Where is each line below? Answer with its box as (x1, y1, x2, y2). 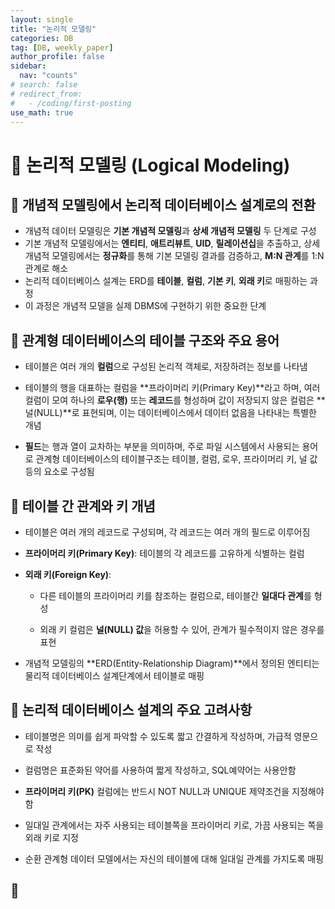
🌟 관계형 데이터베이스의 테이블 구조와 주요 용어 (10, 332, 280, 349)
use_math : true (10, 107, 74, 118)
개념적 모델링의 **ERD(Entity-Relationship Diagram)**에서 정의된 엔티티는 (24, 657, 320, 669)
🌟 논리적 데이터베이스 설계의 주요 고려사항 (10, 702, 253, 719)
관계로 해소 (24, 262, 69, 275)
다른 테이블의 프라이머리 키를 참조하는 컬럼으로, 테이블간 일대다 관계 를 (39, 590, 312, 601)
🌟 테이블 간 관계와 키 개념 (10, 497, 156, 515)
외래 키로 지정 (24, 831, 79, 843)
